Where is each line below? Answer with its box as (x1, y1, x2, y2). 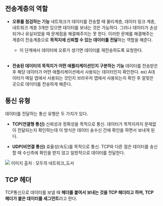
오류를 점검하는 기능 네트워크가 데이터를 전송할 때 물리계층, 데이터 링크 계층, (12, 19, 156, 24)
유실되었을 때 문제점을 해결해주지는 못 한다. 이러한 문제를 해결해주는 (25, 31, 154, 37)
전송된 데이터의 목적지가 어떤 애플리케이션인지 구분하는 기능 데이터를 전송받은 (12, 62, 158, 68)
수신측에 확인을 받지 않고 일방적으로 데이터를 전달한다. (22, 149, 126, 155)
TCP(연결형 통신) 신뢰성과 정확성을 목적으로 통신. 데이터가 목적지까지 (12, 121, 144, 127)
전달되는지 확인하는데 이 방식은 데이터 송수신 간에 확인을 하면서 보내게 (17, 127, 150, 133)
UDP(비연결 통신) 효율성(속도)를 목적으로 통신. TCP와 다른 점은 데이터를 (12, 144, 149, 149)
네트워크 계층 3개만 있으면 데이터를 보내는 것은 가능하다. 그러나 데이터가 (12, 24, 149, 30)
